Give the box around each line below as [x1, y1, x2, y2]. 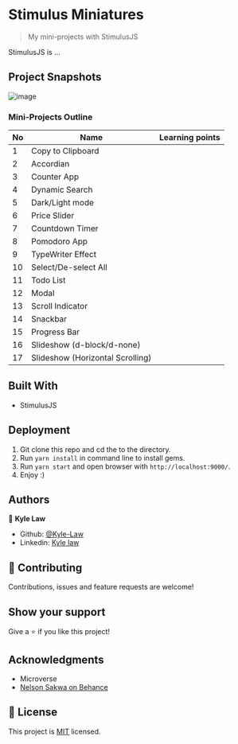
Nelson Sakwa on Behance [19, 682, 109, 691]
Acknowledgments [8, 652, 105, 666]
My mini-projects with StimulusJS [27, 32, 139, 41]
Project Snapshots [8, 70, 102, 84]
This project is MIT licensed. [8, 726, 101, 736]
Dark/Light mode [31, 197, 94, 208]
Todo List [31, 275, 66, 286]
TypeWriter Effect [31, 249, 97, 260]
